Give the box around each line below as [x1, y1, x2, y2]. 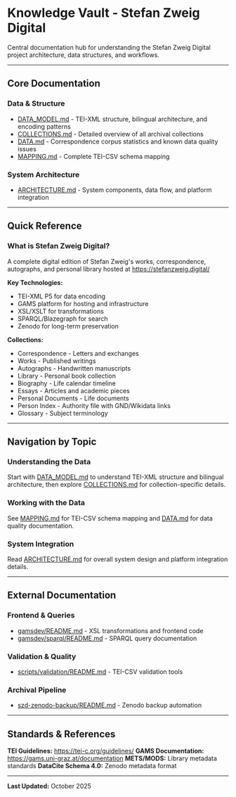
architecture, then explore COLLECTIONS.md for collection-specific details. [7, 480, 226, 489]
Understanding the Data [7, 457, 91, 466]
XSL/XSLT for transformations [17, 307, 104, 315]
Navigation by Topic [7, 436, 97, 447]
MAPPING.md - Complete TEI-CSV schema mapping [17, 152, 170, 160]
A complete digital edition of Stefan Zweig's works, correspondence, [7, 257, 206, 265]
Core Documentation [7, 77, 100, 89]
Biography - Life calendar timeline [17, 378, 116, 388]
